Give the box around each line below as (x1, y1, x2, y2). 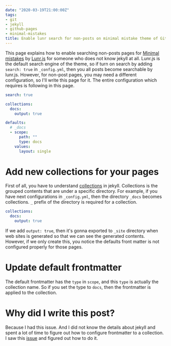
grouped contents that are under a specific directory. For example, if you (5, 188, 158, 194)
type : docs (18, 139, 42, 144)
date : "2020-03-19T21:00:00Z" (5, 7, 70, 13)
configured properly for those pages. (5, 244, 83, 250)
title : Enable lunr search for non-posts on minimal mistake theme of (5, 36, 158, 41)
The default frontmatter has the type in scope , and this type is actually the (5, 279, 159, 285)
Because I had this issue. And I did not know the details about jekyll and (5, 324, 156, 330)
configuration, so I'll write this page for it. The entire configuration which (5, 77, 157, 83)
